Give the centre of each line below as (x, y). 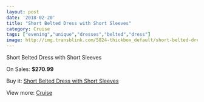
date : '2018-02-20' (31, 18)
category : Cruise (28, 29)
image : (15, 40)
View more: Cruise (29, 93)
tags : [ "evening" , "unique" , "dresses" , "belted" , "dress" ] (78, 35)
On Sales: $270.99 (30, 69)
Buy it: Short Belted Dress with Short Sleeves (63, 81)
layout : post (23, 12)
